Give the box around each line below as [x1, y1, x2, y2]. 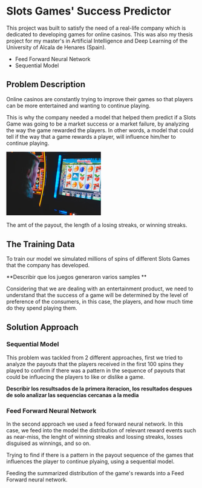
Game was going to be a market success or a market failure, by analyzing [6, 120, 189, 127]
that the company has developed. [6, 262, 90, 269]
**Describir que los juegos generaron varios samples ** [6, 273, 147, 281]
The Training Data [6, 239, 75, 249]
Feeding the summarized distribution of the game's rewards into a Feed [6, 470, 184, 477]
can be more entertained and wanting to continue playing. [6, 102, 151, 109]
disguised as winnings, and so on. [6, 440, 91, 447]
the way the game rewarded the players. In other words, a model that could [6, 126, 194, 134]
